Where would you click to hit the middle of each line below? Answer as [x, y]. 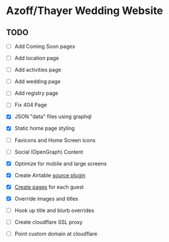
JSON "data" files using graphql [53, 117]
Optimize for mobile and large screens [61, 163]
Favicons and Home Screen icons [55, 140]
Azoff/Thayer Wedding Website [85, 11]
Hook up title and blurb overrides [54, 210]
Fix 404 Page [31, 105]
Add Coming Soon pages [45, 46]
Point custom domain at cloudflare [56, 234]
